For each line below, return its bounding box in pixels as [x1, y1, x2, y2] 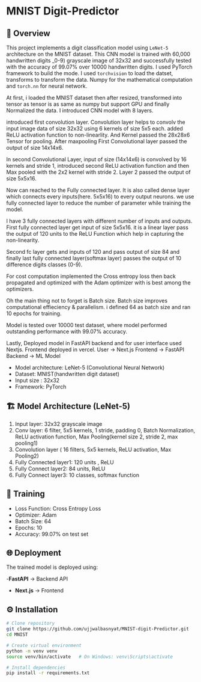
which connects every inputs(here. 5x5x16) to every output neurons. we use [6, 193, 194, 200]
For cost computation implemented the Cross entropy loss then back [6, 272, 176, 280]
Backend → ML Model [6, 352, 61, 359]
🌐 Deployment [6, 548, 61, 558]
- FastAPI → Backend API [6, 576, 68, 583]
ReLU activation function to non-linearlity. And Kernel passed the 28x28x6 [6, 131, 190, 138]
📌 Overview [6, 28, 50, 38]
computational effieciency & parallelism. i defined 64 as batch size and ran [6, 304, 191, 310]
